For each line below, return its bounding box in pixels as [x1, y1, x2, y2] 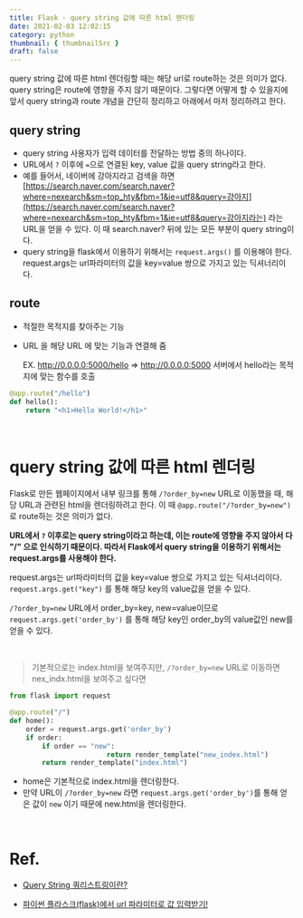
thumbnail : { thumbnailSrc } [9, 38, 119, 48]
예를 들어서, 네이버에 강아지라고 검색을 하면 [22, 169, 175, 181]
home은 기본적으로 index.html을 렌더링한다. [22, 776, 179, 787]
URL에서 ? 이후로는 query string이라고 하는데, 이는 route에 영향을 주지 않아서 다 [9, 530, 293, 541]
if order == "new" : [42, 741, 116, 750]
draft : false [9, 47, 59, 56]
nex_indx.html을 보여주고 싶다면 [31, 673, 147, 684]
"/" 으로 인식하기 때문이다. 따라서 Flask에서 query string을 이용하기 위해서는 [9, 541, 282, 553]
